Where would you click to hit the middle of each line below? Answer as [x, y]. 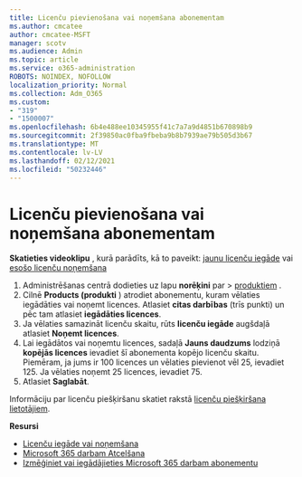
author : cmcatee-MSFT [50, 34]
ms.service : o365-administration [72, 69]
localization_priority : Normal [68, 85]
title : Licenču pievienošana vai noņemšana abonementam [117, 18]
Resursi [24, 426]
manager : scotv [38, 43]
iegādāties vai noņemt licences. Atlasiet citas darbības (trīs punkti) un [153, 305]
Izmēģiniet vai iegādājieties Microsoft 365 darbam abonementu [140, 463]
